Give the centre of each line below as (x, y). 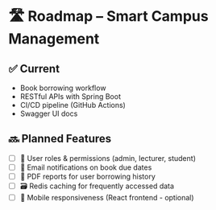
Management (54, 39)
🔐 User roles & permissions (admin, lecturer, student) (108, 158)
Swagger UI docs (49, 113)
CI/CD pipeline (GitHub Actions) (73, 105)
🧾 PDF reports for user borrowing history (87, 176)
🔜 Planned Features (60, 139)
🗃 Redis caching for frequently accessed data (97, 186)
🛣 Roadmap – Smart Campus (108, 16)
